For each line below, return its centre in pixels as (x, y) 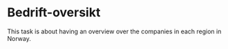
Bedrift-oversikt (54, 13)
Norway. (19, 38)
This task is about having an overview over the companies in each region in (114, 31)
